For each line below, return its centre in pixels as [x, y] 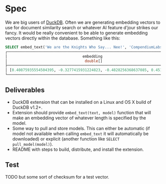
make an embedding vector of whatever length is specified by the [79, 118]
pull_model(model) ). [33, 144]
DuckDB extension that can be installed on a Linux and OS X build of [82, 102]
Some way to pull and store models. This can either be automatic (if [81, 128]
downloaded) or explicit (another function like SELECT [66, 138]
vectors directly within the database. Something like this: [63, 38]
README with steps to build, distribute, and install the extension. [78, 149]
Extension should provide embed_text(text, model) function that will [82, 112]
